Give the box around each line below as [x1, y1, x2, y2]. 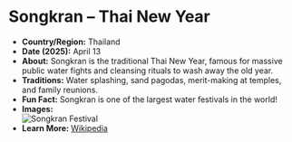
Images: [21, 103, 54, 114]
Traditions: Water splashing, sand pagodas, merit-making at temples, [21, 74, 282, 85]
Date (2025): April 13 [21, 45, 102, 56]
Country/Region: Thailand [21, 36, 121, 47]
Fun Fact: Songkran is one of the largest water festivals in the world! [21, 93, 277, 105]
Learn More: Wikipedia [21, 122, 108, 133]
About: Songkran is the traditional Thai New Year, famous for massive [21, 55, 283, 66]
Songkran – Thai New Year [8, 6, 210, 27]
